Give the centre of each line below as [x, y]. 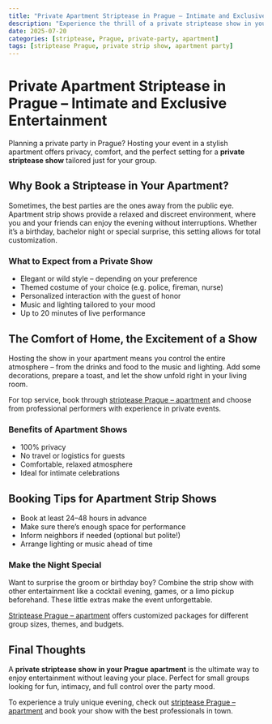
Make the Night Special [55, 565]
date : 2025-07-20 [38, 31]
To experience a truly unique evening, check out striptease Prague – [122, 702]
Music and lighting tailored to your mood [87, 304]
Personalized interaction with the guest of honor [100, 296]
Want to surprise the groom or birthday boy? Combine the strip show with [131, 583]
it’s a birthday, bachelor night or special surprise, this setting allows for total [134, 231]
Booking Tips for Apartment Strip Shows [113, 499]
